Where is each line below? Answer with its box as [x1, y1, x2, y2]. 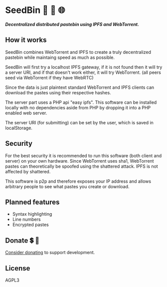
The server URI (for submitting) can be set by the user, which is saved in [5, 119, 154, 125]
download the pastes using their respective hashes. [5, 89, 111, 95]
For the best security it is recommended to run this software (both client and [5, 152, 162, 159]
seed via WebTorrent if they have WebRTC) [5, 74, 94, 80]
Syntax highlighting [12, 211, 52, 217]
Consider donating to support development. [5, 250, 95, 256]
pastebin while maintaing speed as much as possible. [5, 54, 115, 60]
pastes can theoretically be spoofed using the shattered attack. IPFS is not [5, 163, 158, 169]
